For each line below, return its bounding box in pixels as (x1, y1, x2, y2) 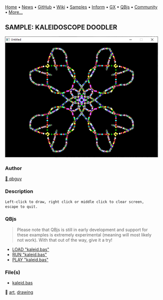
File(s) (5, 269, 20, 276)
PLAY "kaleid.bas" (12, 257, 49, 263)
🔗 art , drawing (5, 289, 33, 295)
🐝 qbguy (5, 176, 22, 182)
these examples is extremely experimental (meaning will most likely (16, 232, 152, 237)
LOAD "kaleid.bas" (12, 246, 49, 252)
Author (5, 165, 22, 171)
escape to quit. (5, 204, 38, 209)
